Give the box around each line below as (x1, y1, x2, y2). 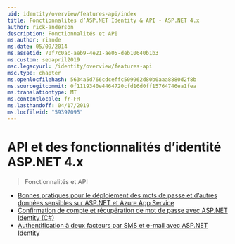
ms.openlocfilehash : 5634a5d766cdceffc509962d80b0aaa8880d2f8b (7, 75, 197, 83)
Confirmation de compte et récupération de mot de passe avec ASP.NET (17, 206, 228, 214)
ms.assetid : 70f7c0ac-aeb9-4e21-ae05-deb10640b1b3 (7, 50, 159, 57)
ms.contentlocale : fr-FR (7, 96, 80, 103)
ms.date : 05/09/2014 (7, 43, 68, 50)
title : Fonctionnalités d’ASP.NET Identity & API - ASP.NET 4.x (7, 17, 200, 24)
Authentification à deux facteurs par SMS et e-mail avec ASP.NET (17, 221, 208, 229)
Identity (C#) (17, 213, 55, 222)
